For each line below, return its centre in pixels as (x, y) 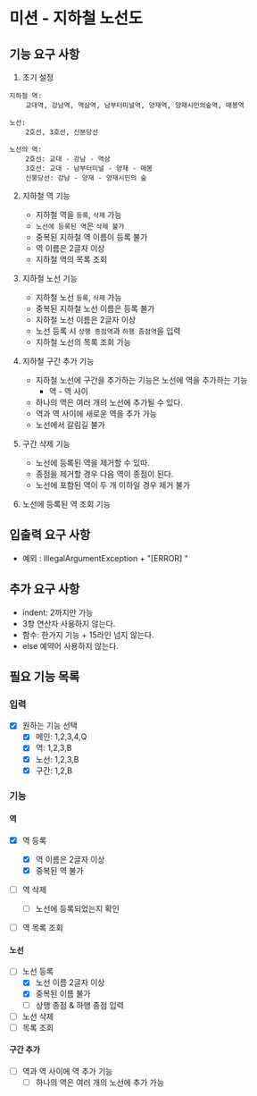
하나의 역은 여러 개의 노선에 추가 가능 (100, 1082)
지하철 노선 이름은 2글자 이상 (86, 320)
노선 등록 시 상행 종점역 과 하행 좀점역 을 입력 (108, 331)
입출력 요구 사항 (50, 535)
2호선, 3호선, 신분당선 (62, 132)
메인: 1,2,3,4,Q (61, 737)
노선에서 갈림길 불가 (70, 425)
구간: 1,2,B (54, 771)
